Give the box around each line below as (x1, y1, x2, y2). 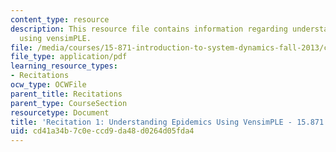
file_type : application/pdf (10, 52, 128, 62)
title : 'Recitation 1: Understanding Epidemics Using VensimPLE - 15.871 (10, 117, 325, 127)
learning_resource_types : (10, 61, 118, 71)
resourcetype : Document (10, 107, 110, 118)
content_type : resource (10, 14, 110, 25)
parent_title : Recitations (10, 89, 123, 99)
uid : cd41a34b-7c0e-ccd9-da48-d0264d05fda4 (10, 126, 195, 136)
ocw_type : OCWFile (10, 80, 87, 90)
